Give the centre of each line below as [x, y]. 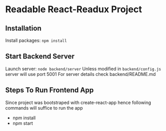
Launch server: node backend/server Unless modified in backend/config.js [83, 69]
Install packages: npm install [36, 40]
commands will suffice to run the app [44, 108]
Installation [23, 28]
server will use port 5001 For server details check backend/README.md [80, 74]
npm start [23, 123]
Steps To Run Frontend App [49, 90]
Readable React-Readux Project [74, 9]
